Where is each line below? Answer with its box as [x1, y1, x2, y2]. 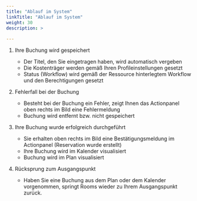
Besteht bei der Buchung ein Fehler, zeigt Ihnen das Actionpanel [23, 100, 180, 107]
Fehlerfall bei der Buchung [14, 88, 80, 95]
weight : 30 [6, 19, 33, 25]
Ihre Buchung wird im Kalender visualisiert [23, 148, 127, 155]
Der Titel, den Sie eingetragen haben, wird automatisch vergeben [23, 58, 182, 65]
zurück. [23, 189, 42, 196]
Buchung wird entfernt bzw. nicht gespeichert [23, 113, 135, 120]
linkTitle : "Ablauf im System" [6, 14, 83, 20]
